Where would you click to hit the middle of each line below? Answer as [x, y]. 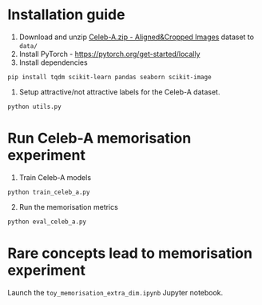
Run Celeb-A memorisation [99, 138]
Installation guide [66, 15]
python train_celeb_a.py [49, 192]
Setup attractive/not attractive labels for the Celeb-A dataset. [119, 92]
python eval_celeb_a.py [47, 222]
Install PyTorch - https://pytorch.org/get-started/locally [109, 54]
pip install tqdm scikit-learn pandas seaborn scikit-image [110, 77]
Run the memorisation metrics [69, 207]
